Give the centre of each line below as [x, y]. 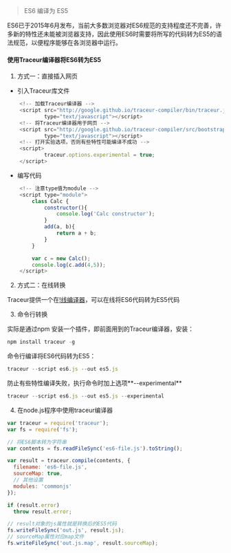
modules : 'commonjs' [43, 486]
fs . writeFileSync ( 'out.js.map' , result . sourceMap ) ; [82, 543]
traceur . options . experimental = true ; [99, 155]
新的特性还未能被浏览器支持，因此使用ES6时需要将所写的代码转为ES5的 [114, 34]
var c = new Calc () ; [61, 258]
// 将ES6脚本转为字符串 [37, 442]
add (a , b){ [59, 227]
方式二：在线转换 [41, 285]
